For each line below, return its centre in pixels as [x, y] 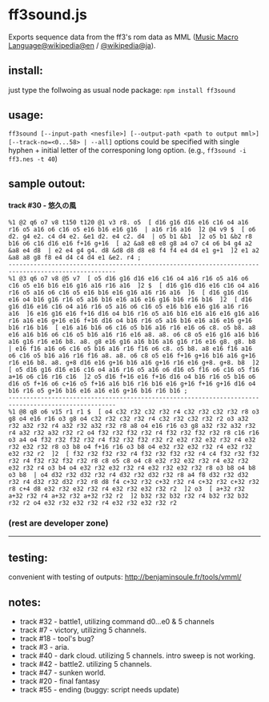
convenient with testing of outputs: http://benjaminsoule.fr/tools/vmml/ [125, 577]
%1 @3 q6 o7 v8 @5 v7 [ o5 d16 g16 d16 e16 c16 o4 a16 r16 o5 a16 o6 [128, 279]
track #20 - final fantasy [60, 681]
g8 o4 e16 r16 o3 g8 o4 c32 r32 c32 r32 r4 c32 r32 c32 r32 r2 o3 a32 [128, 419]
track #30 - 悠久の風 [42, 205]
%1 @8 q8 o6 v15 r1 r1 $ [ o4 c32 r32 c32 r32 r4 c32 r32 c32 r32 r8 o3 [134, 412]
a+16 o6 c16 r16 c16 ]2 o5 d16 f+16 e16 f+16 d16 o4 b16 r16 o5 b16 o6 [132, 377]
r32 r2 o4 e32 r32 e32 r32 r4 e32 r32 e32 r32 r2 [93, 503]
